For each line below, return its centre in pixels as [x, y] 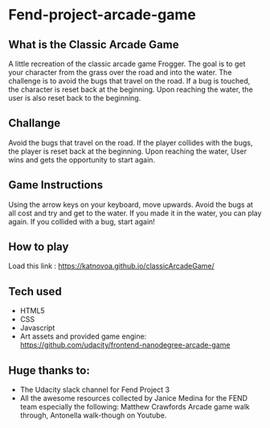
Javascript [37, 328]
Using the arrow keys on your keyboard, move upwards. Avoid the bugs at [131, 204]
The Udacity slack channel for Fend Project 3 [95, 390]
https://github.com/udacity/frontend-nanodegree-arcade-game [125, 345]
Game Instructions [56, 185]
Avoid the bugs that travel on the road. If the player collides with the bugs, [131, 142]
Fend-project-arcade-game [102, 15]
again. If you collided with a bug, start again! [82, 221]
